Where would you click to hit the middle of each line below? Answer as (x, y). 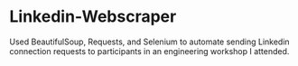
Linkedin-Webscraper (93, 17)
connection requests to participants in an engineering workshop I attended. (149, 51)
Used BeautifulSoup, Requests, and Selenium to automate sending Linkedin (150, 42)
